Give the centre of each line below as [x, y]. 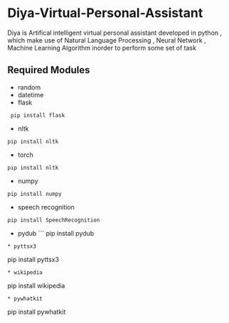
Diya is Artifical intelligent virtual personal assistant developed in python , [115, 33]
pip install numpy [34, 194]
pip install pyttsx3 [33, 259]
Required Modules [49, 70]
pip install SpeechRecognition [54, 220]
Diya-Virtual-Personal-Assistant [105, 13]
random [29, 87]
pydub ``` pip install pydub [56, 233]
